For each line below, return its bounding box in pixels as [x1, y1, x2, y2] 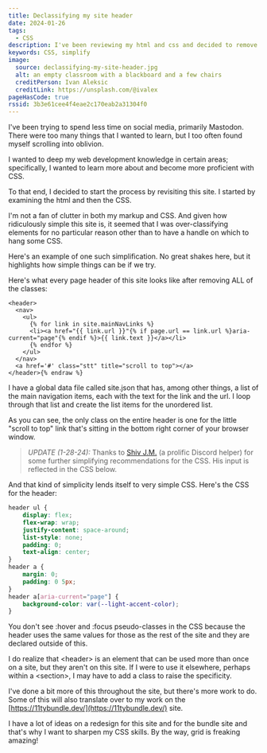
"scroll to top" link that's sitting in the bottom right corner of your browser [8, 423, 249, 434]
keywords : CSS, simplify [8, 49, 91, 57]
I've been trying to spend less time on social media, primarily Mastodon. [8, 123, 244, 132]
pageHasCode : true [8, 93, 69, 101]
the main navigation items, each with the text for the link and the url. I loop [8, 392, 251, 401]
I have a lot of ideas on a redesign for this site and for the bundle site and [8, 719, 248, 728]
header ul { [8, 504, 48, 512]
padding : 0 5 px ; [22, 578, 77, 586]
